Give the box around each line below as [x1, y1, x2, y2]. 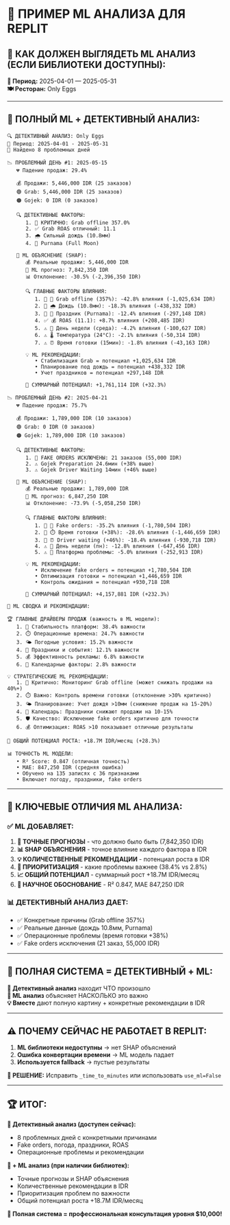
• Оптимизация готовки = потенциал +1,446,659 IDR [34, 572, 183, 579]
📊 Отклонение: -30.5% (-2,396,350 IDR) [25, 273, 142, 280]
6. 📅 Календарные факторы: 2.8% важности [16, 661, 136, 668]
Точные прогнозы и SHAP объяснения [16, 1175, 129, 1183]
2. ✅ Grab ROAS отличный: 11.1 [25, 225, 116, 232]
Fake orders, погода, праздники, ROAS [16, 1141, 129, 1149]
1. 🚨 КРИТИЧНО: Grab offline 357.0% [25, 219, 130, 226]
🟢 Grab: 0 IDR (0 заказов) [16, 423, 96, 430]
